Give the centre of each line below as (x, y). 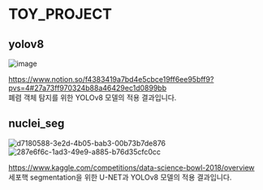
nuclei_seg (37, 124)
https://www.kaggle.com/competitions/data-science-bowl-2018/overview (131, 167)
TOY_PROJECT (60, 14)
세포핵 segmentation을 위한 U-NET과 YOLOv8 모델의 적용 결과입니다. (120, 177)
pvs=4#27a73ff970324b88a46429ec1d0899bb (88, 88)
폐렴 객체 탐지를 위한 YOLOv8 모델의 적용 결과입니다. (93, 97)
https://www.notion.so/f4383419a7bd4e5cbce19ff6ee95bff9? (111, 79)
